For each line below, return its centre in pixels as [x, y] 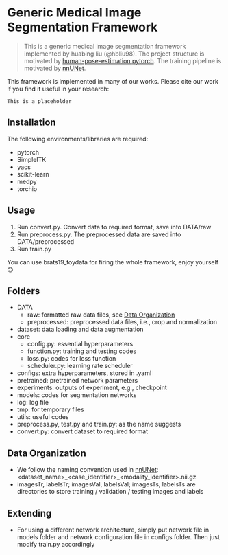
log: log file [33, 403]
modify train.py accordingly [56, 544]
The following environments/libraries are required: [78, 139]
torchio [27, 189]
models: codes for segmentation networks [77, 395]
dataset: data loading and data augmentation [80, 329]
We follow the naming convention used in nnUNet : [88, 470]
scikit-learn [33, 174]
